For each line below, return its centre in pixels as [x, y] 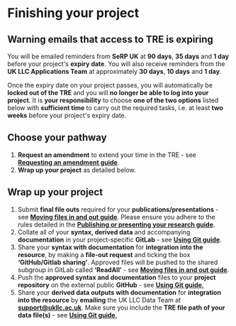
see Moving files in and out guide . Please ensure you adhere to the [116, 217]
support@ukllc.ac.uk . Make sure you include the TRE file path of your [121, 308]
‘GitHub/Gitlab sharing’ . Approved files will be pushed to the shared [118, 262]
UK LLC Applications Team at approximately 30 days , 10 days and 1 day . [114, 71]
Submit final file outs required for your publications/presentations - [118, 209]
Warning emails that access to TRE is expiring [111, 39]
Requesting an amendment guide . [68, 162]
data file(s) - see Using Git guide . [67, 315]
